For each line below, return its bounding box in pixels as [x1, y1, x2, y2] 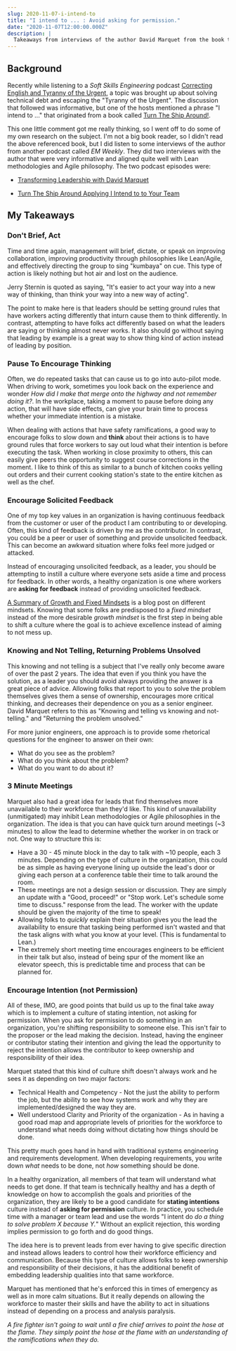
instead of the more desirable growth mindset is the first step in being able [7, 613, 223, 622]
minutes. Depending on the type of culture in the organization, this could [17, 855, 228, 864]
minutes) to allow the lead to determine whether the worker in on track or [7, 827, 219, 835]
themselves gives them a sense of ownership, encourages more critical [7, 692, 214, 700]
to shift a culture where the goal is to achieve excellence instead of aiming [7, 621, 222, 629]
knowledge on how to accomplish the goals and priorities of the [7, 1190, 192, 1198]
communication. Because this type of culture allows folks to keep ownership [7, 1256, 228, 1265]
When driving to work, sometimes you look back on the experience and [7, 382, 214, 390]
